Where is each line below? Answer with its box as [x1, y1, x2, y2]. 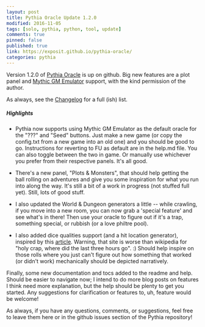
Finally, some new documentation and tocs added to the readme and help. [6, 269, 193, 276]
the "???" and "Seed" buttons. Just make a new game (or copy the [15, 132, 182, 139]
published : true [6, 43, 48, 49]
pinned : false [6, 37, 43, 43]
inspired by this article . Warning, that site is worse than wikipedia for [15, 238, 187, 245]
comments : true [6, 32, 45, 38]
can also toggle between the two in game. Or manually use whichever [15, 150, 191, 158]
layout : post [6, 9, 40, 15]
